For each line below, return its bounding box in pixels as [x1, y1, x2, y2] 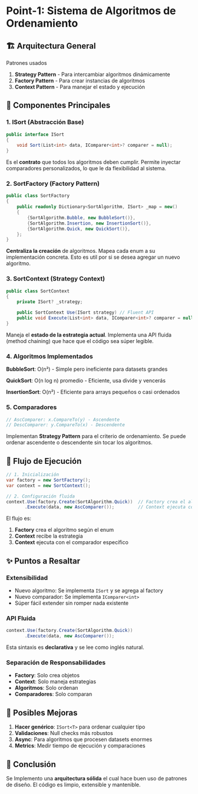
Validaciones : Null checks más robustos [14, 730, 113, 737]
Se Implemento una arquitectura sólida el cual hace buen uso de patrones [6, 775, 187, 782]
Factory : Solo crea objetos [14, 672, 80, 679]
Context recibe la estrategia [14, 532, 84, 540]
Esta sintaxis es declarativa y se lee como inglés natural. [6, 644, 144, 651]
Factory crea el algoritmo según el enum [14, 526, 114, 533]
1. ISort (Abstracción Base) [6, 118, 84, 126]
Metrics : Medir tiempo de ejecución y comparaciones [14, 742, 146, 749]
